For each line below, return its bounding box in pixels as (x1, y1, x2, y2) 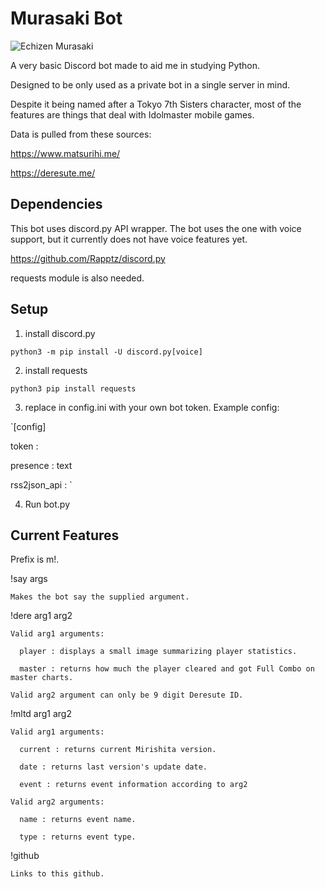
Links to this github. (10, 869, 105, 879)
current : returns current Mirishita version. (19, 745, 217, 755)
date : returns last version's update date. (19, 762, 208, 772)
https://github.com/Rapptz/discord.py (10, 252, 166, 264)
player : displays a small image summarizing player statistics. (19, 647, 298, 657)
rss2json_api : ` (10, 478, 73, 491)
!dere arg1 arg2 (10, 610, 73, 622)
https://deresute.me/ (10, 167, 96, 179)
